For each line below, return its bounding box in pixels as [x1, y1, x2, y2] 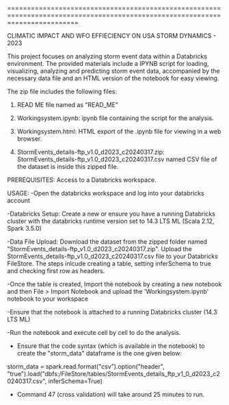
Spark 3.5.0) [7, 224, 42, 232]
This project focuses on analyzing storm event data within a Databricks [7, 52, 207, 60]
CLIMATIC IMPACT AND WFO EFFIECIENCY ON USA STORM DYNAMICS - [7, 32, 217, 40]
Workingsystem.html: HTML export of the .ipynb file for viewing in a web [16, 128, 221, 135]
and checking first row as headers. [7, 267, 105, 275]
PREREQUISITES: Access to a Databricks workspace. [7, 176, 157, 184]
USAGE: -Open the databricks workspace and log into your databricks [7, 189, 204, 197]
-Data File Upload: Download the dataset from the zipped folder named [7, 238, 207, 246]
